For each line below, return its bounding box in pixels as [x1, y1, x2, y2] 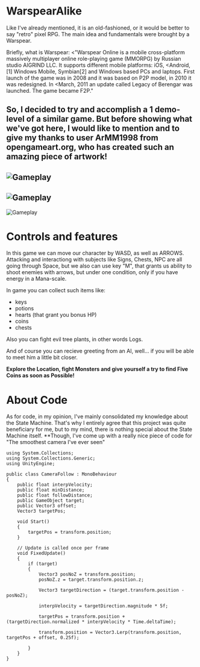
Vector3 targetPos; [17, 508, 66, 515]
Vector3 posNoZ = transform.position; [38, 571, 136, 578]
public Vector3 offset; [17, 503, 77, 509]
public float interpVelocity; [17, 482, 93, 488]
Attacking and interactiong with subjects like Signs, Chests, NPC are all [6, 256, 183, 263]
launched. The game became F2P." [6, 87, 93, 94]
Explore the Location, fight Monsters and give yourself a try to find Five [6, 366, 189, 373]
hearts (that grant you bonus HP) [14, 312, 97, 319]
